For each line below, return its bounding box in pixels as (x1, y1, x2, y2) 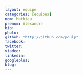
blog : (5, 62, 16, 67)
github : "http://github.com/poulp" (5, 35, 79, 40)
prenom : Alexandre (5, 21, 43, 26)
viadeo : (5, 48, 21, 53)
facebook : (5, 39, 26, 44)
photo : (5, 30, 19, 35)
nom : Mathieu (5, 16, 32, 21)
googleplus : (5, 58, 30, 63)
